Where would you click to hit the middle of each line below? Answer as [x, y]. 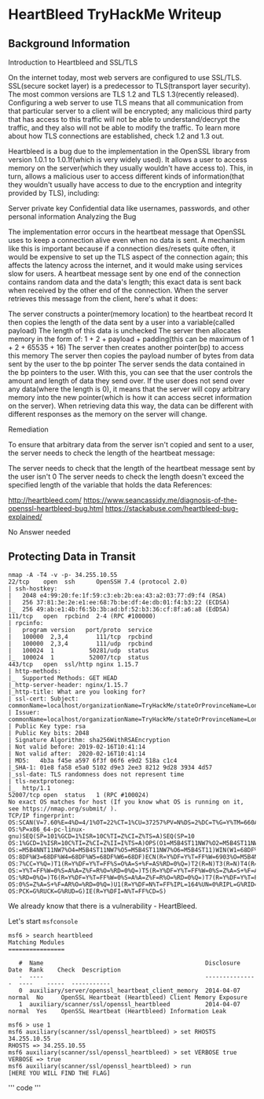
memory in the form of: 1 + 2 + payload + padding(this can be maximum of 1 [131, 339]
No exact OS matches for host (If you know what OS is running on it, [126, 802]
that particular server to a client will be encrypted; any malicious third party [130, 111]
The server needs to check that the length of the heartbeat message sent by [132, 468]
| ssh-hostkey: [33, 588]
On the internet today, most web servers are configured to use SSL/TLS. [125, 77]
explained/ [25, 517]
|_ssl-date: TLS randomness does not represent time [96, 774]
